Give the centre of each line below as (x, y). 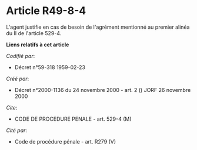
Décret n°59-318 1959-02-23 (50, 67)
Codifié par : (21, 56)
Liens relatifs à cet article (38, 45)
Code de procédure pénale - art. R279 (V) (65, 141)
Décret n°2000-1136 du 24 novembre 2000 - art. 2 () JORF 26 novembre (103, 90)
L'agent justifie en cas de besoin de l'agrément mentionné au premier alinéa (98, 27)
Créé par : (18, 79)
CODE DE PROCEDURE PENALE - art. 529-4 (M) (73, 119)
